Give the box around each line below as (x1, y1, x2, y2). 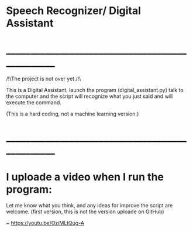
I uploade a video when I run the (6, 170, 164, 183)
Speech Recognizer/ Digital (6, 4, 142, 18)
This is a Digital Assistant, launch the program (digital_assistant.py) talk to (6, 87, 184, 94)
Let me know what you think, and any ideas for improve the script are (6, 202, 173, 209)
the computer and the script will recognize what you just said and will (6, 93, 173, 100)
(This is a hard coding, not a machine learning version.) (6, 110, 139, 118)
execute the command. (6, 99, 61, 106)
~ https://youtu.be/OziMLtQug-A (6, 220, 85, 227)
